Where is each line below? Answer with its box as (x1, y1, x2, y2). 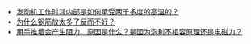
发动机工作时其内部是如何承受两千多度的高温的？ (15, 7, 179, 16)
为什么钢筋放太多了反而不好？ (15, 17, 115, 26)
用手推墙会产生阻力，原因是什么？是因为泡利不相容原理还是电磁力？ (15, 27, 243, 36)
